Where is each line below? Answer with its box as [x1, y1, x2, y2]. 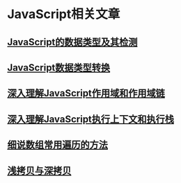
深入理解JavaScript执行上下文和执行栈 [7, 113, 175, 125]
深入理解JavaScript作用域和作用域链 [7, 87, 166, 99]
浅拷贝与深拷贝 [7, 164, 72, 177]
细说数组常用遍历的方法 [7, 139, 108, 151]
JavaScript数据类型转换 [7, 62, 111, 73]
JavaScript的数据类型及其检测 [7, 36, 138, 48]
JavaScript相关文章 [7, 6, 120, 22]
